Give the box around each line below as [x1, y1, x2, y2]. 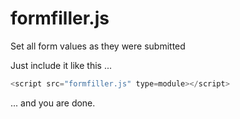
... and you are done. [10, 97, 96, 109]
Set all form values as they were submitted [10, 40, 186, 52]
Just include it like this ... [10, 59, 113, 71]
